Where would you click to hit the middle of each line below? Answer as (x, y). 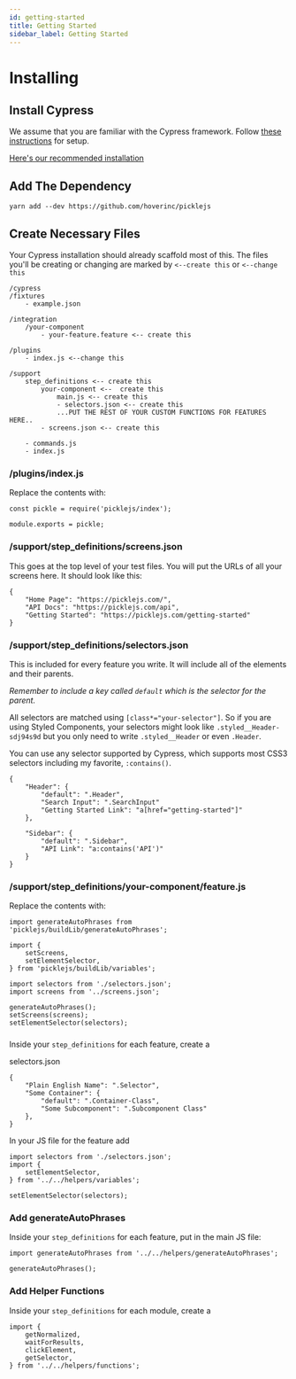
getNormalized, (53, 1335)
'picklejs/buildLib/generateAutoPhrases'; (88, 930)
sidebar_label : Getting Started (68, 34)
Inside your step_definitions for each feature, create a (110, 1044)
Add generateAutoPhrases (68, 1218)
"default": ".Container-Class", (101, 1101)
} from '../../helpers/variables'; (75, 1180)
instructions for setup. (49, 141)
